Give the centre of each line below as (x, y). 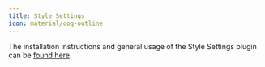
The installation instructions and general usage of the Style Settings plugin (132, 46)
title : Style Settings (47, 16)
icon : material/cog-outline (56, 23)
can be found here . (40, 55)
